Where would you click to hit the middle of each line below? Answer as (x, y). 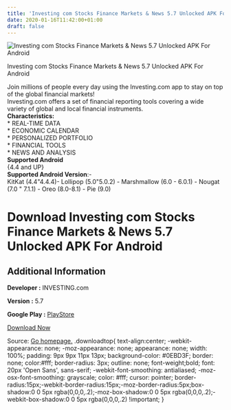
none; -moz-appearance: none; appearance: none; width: (126, 348)
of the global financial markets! (51, 94)
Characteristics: (31, 116)
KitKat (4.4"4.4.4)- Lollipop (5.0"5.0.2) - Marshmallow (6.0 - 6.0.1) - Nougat (113, 182)
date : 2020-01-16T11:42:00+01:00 (55, 20)
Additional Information (56, 271)
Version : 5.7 (25, 301)
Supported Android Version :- (49, 174)
